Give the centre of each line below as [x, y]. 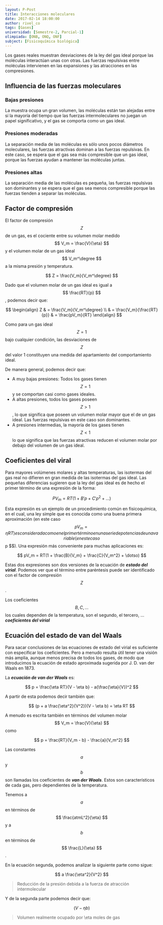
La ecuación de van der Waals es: [40, 677]
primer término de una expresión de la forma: [50, 488]
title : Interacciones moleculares [40, 14]
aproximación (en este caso [33, 519]
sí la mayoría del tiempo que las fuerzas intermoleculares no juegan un [76, 116]
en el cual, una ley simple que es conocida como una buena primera [73, 514]
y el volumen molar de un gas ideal [40, 251]
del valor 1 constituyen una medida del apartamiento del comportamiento [78, 354]
